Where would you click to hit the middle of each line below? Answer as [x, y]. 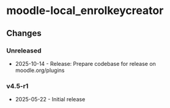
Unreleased [24, 51]
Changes [24, 33]
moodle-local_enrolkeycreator [85, 11]
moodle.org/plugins [40, 70]
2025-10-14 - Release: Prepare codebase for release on [85, 63]
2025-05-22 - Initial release [50, 99]
